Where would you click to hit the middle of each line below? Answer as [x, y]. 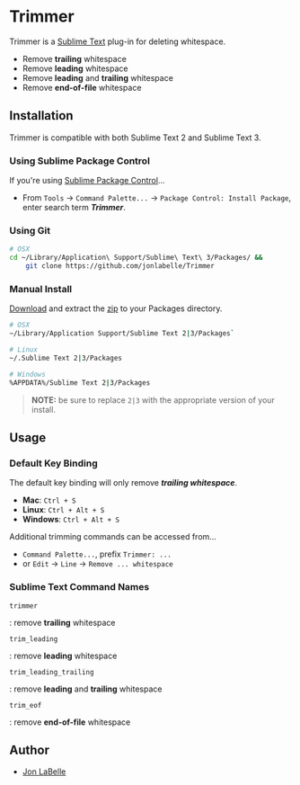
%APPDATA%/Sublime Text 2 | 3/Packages [80, 383]
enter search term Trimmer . [74, 208]
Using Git [30, 230]
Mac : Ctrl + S [49, 500]
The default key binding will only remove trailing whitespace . [124, 483]
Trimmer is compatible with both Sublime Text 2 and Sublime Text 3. [136, 138]
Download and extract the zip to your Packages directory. [116, 308]
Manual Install [41, 289]
